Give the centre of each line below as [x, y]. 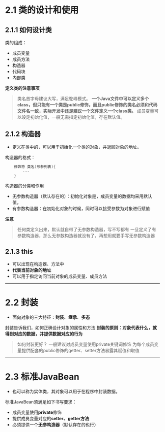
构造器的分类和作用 [25, 186]
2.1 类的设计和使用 [42, 10]
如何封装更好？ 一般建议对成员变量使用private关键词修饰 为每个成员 [86, 344]
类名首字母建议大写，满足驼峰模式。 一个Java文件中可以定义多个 [83, 99]
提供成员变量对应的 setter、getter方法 [51, 419]
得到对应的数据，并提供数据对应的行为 [44, 334]
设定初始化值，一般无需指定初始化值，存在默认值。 [73, 117]
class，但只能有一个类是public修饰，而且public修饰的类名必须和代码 [87, 105]
